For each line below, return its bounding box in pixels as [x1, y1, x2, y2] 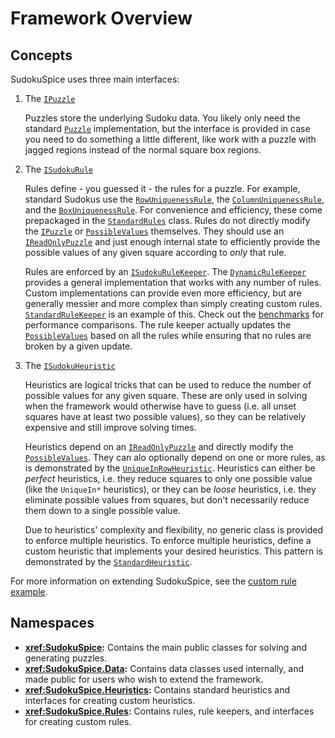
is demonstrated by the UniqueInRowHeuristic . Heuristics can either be [24, 462, 316, 474]
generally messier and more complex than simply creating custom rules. [24, 298, 323, 309]
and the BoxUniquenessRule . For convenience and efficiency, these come [24, 204, 323, 216]
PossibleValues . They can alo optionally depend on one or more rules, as [24, 452, 326, 463]
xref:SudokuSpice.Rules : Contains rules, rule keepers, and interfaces [24, 705, 315, 717]
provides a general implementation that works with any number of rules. [24, 277, 322, 288]
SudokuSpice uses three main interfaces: [10, 73, 180, 85]
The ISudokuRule [24, 163, 93, 175]
